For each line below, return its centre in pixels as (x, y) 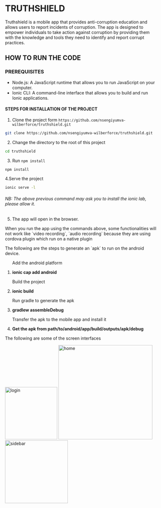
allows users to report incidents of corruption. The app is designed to (74, 27)
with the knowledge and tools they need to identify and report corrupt (75, 37)
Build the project (28, 281)
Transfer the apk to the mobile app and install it (59, 319)
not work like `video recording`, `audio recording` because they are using (78, 234)
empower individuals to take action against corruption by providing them (77, 32)
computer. (22, 88)
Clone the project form (35, 120)
